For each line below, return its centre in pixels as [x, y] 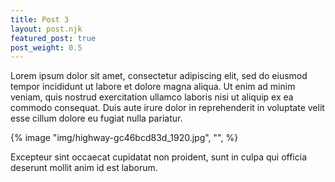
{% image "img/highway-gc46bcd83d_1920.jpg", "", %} [124, 138]
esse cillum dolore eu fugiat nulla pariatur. [96, 118]
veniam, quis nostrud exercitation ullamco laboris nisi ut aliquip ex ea [152, 97]
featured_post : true [53, 38]
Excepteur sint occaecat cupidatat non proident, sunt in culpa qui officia [158, 157]
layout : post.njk [46, 29]
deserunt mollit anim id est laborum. [84, 168]
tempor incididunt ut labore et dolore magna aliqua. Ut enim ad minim [153, 87]
